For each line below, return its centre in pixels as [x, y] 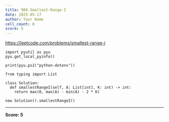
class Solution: [22, 83]
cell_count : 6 [20, 24]
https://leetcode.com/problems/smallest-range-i [55, 43]
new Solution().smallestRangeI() [40, 101]
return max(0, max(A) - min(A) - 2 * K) [57, 92]
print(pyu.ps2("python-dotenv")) [40, 66]
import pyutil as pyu [28, 52]
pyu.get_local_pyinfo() [30, 57]
